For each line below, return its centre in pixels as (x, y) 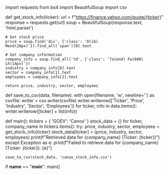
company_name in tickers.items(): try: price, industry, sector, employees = (82, 126)
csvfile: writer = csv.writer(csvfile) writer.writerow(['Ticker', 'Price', (75, 100)
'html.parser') (19, 28)
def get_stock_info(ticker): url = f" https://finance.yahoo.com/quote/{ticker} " (84, 17)
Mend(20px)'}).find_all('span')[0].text (49, 46)
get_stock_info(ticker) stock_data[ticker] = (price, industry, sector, (74, 132)
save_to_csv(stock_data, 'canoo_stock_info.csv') (59, 157)
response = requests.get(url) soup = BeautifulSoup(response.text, (74, 23)
